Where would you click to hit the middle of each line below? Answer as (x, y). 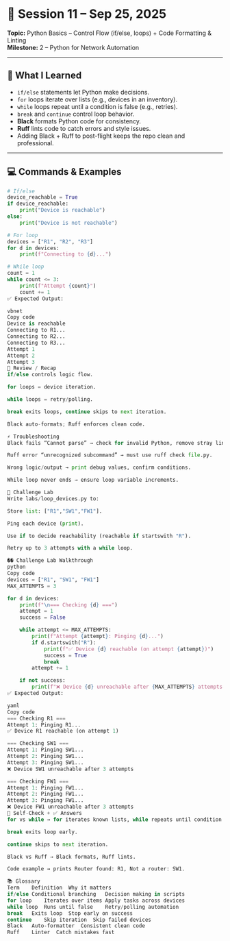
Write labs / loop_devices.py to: (53, 499)
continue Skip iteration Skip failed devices (79, 920)
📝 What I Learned (44, 76)
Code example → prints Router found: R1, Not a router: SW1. (96, 869)
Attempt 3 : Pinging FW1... (46, 801)
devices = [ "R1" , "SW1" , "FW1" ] (53, 579)
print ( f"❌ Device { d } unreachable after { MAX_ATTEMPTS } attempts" (129, 687)
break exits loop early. (42, 832)
